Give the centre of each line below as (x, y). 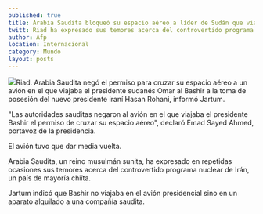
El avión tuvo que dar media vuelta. (65, 146)
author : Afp (27, 37)
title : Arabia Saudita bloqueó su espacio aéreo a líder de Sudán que (126, 23)
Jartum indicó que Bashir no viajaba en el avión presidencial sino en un (122, 193)
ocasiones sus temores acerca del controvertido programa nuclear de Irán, (129, 169)
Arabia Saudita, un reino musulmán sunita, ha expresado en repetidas (120, 161)
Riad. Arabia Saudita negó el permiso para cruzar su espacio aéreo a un (132, 82)
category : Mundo (34, 52)
